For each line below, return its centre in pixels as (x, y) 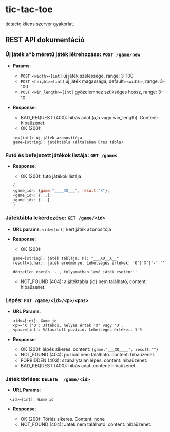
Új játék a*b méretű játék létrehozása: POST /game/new (73, 54)
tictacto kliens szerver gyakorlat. (40, 24)
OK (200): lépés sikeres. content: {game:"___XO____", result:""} (89, 349)
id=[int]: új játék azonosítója (47, 138)
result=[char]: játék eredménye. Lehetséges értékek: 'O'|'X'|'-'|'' (89, 263)
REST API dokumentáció (45, 40)
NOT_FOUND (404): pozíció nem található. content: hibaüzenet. (88, 354)
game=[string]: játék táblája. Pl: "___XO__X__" (66, 258)
